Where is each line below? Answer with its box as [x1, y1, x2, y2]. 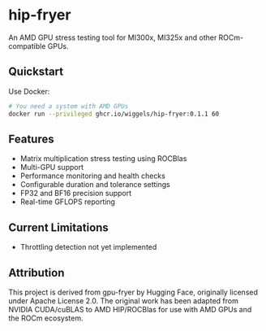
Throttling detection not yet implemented [19, 242, 157, 252]
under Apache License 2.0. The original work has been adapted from [8, 295, 239, 306]
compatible [8, 41, 46, 50]
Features [8, 132, 54, 146]
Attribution [8, 266, 65, 280]
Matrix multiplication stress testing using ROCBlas [19, 154, 187, 163]
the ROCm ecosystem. [8, 313, 84, 323]
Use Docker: [8, 86, 50, 96]
